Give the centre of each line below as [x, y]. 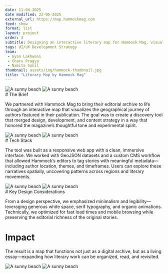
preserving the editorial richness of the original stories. [62, 217]
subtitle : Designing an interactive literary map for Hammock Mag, [77, 42]
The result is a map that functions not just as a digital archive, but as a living [83, 251]
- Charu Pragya [23, 61]
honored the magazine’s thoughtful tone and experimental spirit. [71, 125]
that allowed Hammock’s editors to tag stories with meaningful [69, 160]
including [15, 166]
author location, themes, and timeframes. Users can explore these [93, 166]
